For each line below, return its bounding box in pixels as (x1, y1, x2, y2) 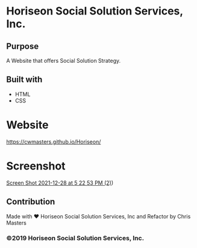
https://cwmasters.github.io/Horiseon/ (6, 138, 101, 145)
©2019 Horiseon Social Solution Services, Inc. (6, 234, 145, 243)
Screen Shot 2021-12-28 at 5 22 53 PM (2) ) (6, 179, 114, 186)
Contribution (6, 197, 55, 207)
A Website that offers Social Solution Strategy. (6, 57, 121, 64)
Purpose (6, 41, 39, 51)
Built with (6, 74, 43, 85)
